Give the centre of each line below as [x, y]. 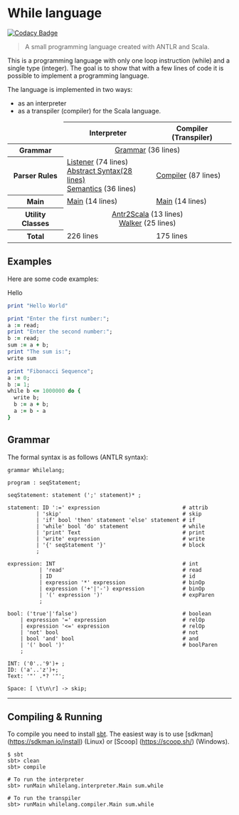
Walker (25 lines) [147, 222]
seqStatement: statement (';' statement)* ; [74, 495]
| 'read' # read [120, 570]
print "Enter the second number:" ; [60, 332]
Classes [35, 223]
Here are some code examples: [53, 279]
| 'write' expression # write [120, 539]
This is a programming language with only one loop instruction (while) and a [118, 60]
